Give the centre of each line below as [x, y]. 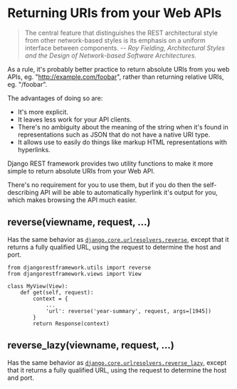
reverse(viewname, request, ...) [79, 222]
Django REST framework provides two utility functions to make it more [110, 163]
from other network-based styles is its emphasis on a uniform [115, 40]
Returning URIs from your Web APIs [115, 13]
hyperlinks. [34, 149]
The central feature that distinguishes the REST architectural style [121, 33]
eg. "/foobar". [27, 84]
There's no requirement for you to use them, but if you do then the [105, 185]
